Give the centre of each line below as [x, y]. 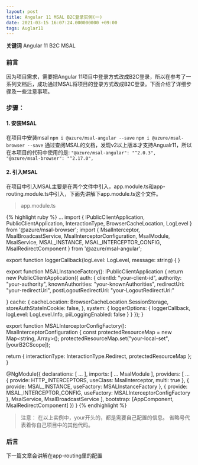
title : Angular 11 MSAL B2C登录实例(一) [54, 17]
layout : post [22, 12]
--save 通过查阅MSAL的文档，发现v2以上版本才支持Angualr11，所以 [110, 145]
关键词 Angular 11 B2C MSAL [41, 46]
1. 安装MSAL [21, 123]
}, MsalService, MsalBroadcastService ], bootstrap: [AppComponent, [90, 399]
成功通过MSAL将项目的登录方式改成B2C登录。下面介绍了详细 [112, 84]
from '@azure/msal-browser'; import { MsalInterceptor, [73, 230]
